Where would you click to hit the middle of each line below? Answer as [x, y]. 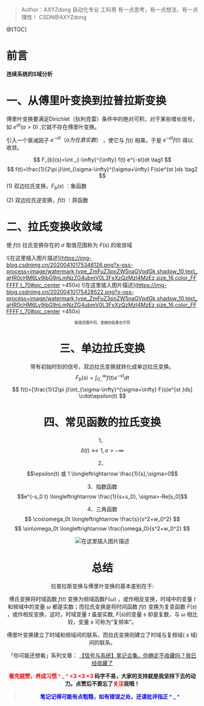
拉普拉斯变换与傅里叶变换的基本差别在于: [102, 586]
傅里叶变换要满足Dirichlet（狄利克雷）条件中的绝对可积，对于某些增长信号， [102, 119]
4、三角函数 [102, 509]
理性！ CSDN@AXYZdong [54, 17]
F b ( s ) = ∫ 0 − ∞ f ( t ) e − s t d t [102, 378]
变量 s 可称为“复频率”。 [107, 622]
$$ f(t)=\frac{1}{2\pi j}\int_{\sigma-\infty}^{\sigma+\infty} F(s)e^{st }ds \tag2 [102, 169]
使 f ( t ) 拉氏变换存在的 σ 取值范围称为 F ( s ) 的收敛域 [69, 245]
